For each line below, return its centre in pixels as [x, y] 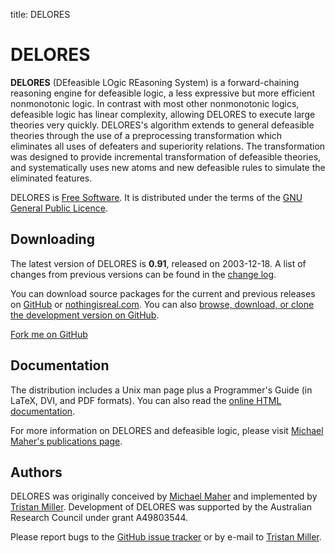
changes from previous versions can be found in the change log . [143, 274]
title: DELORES [40, 14]
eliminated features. [51, 178]
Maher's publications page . [66, 441]
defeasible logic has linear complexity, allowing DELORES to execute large [163, 114]
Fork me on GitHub [49, 334]
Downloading [52, 239]
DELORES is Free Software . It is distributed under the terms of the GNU [156, 197]
